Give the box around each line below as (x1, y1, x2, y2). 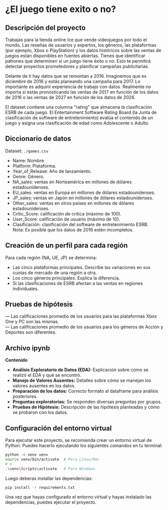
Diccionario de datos (5, 134, 71, 143)
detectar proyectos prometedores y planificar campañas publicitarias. (5, 64, 149, 69)
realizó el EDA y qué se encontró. (12, 372, 82, 378)
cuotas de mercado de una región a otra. (12, 270, 97, 276)
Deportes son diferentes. (5, 329, 57, 335)
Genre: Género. (12, 173, 45, 179)
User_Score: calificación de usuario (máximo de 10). (12, 216, 120, 222)
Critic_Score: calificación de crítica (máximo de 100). (12, 210, 122, 216)
